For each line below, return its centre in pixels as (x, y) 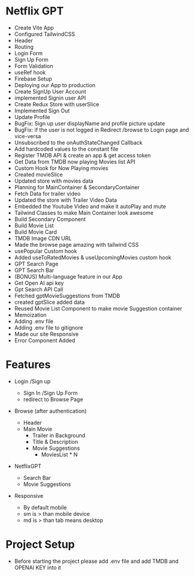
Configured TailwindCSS (45, 34)
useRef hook (30, 72)
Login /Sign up (32, 381)
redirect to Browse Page (53, 399)
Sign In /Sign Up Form (50, 393)
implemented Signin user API (50, 98)
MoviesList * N (59, 454)
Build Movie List (34, 225)
